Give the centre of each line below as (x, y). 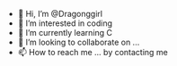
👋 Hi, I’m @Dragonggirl (60, 14)
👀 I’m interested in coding (65, 23)
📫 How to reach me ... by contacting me (93, 52)
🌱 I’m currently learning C (65, 33)
